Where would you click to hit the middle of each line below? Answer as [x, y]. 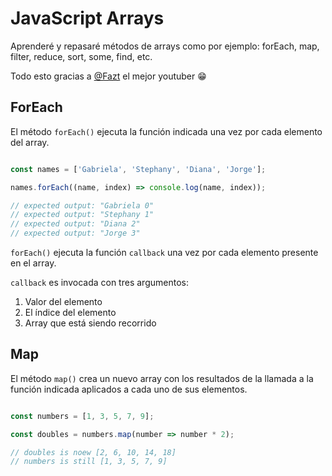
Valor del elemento [63, 301]
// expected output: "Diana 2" [75, 224]
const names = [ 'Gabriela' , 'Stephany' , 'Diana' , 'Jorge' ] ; [138, 169]
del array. [30, 142]
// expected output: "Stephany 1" [82, 215]
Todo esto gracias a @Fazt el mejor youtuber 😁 [108, 76]
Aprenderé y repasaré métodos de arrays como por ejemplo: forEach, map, [165, 46]
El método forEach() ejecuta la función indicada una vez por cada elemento [166, 131]
